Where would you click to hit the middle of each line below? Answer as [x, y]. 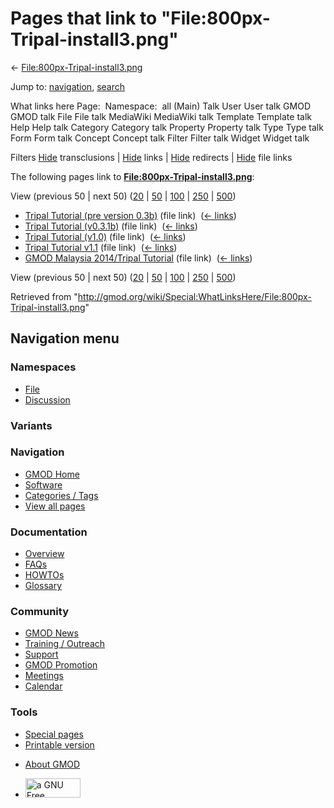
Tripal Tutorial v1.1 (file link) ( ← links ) [101, 247]
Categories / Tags [61, 495]
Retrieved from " [44, 296]
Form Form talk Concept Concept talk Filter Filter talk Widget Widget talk [160, 138]
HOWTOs [44, 575]
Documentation [49, 532]
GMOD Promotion [61, 665]
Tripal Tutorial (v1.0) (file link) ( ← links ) [105, 236]
